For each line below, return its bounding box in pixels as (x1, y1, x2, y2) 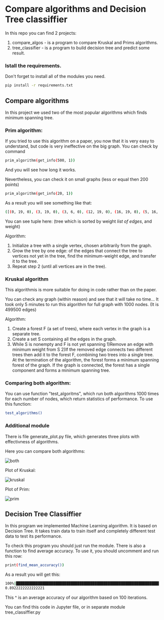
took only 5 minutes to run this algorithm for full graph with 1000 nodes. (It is (5, 302, 159, 308)
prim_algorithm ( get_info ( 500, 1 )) (5, 158, 76, 163)
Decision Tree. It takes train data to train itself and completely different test (5, 528, 156, 534)
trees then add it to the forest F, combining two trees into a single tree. (12, 352, 154, 358)
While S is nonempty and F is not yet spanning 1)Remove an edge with (12, 341, 154, 347)
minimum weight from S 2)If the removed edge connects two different (12, 347, 153, 353)
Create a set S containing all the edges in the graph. (12, 336, 117, 342)
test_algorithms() (5, 411, 42, 415)
